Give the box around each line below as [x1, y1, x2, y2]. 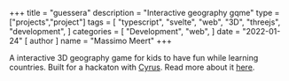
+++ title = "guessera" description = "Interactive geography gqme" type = [9, 8, 280, 18]
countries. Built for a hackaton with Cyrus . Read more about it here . [9, 62, 255, 72]
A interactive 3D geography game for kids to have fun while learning [9, 53, 259, 63]
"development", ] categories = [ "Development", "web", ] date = [9, 26, 241, 36]
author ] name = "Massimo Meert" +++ [29, 35, 173, 46]
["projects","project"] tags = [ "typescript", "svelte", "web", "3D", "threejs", [9, 17, 281, 27]
